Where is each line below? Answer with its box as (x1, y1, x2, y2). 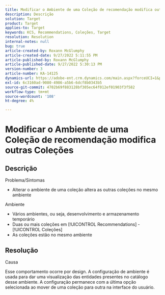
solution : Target (5, 16, 41, 21)
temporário (12, 216, 35, 222)
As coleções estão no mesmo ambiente (12, 232, 92, 238)
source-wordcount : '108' (5, 94, 56, 99)
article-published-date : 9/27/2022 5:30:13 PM (5, 62, 102, 67)
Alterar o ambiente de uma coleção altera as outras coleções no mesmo (12, 187, 158, 193)
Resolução (5, 246, 38, 254)
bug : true (5, 44, 26, 49)
